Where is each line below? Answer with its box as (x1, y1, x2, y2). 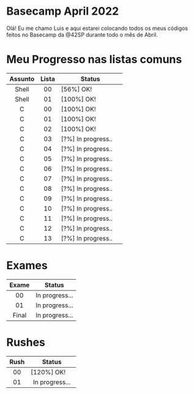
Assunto (9, 75, 35, 83)
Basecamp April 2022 (6, 4, 119, 18)
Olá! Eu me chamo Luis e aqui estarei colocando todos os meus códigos (6, 24, 188, 32)
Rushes (6, 335, 46, 349)
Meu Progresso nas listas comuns (6, 53, 182, 67)
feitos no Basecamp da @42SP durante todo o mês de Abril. (6, 31, 158, 38)
